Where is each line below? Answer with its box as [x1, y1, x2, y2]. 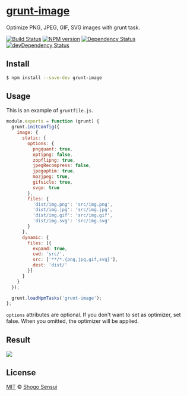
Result [6, 335, 31, 345]
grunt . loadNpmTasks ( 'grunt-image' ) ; [11, 295, 102, 301]
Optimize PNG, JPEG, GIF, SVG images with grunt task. [6, 24, 141, 31]
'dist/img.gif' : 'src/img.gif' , [32, 212, 113, 218]
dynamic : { [21, 234, 49, 240]
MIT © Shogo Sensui [6, 383, 58, 390]
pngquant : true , [32, 146, 73, 152]
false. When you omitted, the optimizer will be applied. [6, 318, 140, 325]
